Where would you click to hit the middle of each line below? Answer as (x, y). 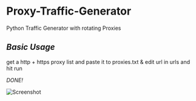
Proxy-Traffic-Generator (69, 11)
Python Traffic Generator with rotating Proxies (64, 28)
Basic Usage (31, 47)
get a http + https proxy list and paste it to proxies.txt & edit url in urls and (98, 61)
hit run (15, 68)
